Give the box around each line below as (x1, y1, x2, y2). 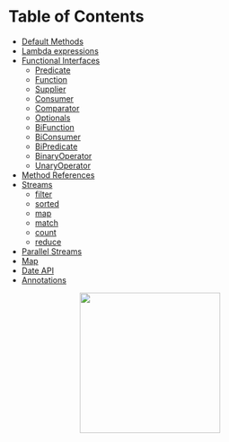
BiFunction (34, 121, 75, 132)
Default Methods (21, 36, 84, 47)
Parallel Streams (21, 245, 83, 257)
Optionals (34, 112, 71, 123)
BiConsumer (34, 131, 82, 142)
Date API (21, 265, 55, 276)
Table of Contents (8, 6, 145, 27)
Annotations (21, 274, 66, 285)
